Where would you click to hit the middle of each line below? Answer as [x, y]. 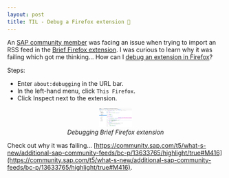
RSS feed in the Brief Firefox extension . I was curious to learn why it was [110, 49]
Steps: [16, 70]
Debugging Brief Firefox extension [116, 132]
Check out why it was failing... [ [52, 145]
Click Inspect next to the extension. [67, 98]
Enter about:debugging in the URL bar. [70, 83]
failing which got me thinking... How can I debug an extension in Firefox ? [110, 57]
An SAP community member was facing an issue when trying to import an [112, 42]
